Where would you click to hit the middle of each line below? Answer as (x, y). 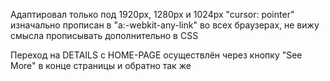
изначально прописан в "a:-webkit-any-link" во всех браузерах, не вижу (165, 25)
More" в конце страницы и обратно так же (101, 65)
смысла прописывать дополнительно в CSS (104, 35)
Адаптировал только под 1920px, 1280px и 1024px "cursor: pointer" (152, 14)
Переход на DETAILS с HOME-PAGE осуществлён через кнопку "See (156, 55)
